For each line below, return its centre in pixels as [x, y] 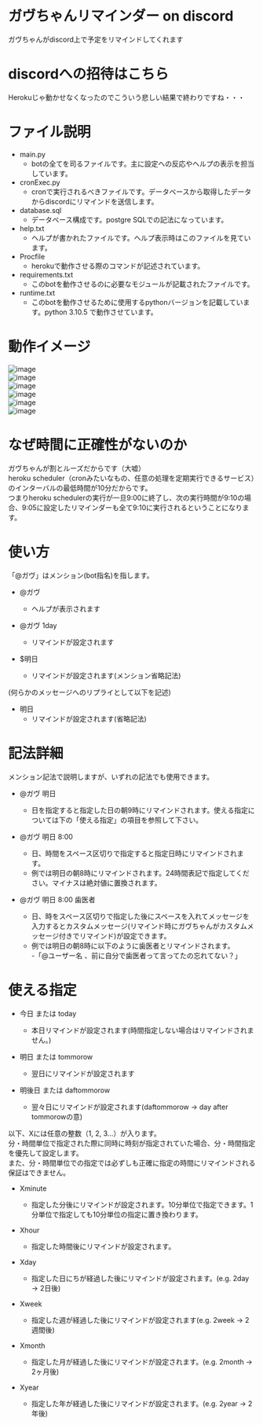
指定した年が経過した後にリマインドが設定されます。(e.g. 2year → [139, 1403]
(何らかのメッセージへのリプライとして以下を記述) [89, 692]
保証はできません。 [39, 1173]
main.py [32, 154]
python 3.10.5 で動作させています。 [101, 312]
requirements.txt [46, 274]
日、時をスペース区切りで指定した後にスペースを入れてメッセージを [140, 916]
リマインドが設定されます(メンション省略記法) [106, 675]
